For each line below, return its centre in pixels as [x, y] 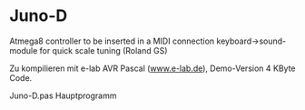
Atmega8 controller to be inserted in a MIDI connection [112, 41]
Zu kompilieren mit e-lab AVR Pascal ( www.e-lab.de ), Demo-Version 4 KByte [152, 68]
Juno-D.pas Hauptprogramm [63, 95]
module [24, 50]
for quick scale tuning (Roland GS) [103, 50]
